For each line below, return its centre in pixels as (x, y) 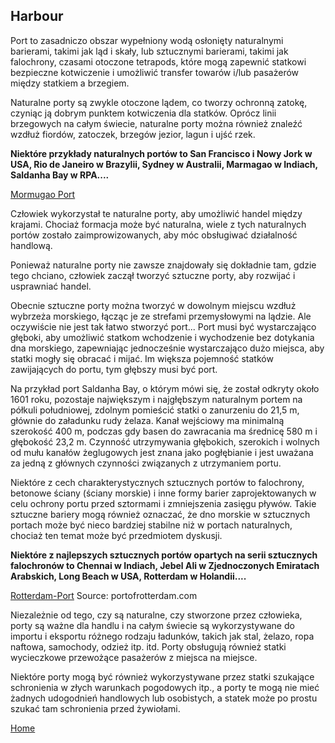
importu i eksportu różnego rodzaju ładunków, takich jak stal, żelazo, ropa (162, 636)
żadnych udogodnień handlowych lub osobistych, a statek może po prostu (164, 698)
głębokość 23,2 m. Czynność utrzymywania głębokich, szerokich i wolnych (165, 441)
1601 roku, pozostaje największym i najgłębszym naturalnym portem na (156, 399)
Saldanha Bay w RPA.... (60, 175)
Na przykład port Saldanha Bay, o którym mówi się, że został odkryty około (165, 388)
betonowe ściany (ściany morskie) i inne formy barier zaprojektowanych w (163, 493)
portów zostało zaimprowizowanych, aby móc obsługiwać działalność (154, 235)
